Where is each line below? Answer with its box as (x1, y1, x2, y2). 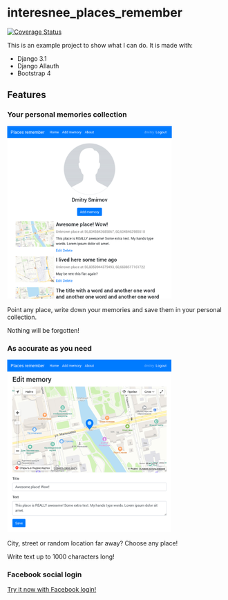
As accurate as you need (7, 343, 92, 353)
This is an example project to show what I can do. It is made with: (7, 41, 193, 49)
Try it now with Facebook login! (7, 586, 97, 594)
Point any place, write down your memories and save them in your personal (7, 305, 222, 313)
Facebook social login (7, 570, 82, 579)
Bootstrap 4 (17, 69, 51, 77)
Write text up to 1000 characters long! (7, 552, 115, 561)
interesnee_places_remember (7, 5, 183, 21)
